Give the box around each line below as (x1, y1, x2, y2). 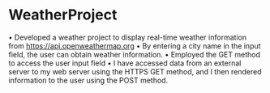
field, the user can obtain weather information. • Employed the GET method (8, 49, 261, 59)
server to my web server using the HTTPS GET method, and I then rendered (8, 66, 262, 76)
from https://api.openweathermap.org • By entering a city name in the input (8, 40, 261, 50)
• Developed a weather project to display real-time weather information (8, 32, 247, 42)
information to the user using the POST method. (8, 75, 169, 85)
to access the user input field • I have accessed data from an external (8, 58, 242, 68)
